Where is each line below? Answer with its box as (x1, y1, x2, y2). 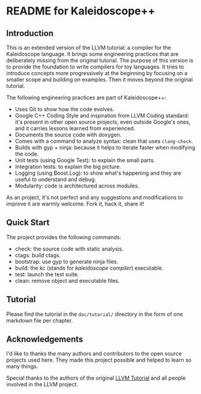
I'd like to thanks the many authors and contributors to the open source (6, 350, 182, 357)
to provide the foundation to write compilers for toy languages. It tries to (6, 63, 184, 70)
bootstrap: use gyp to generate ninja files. (14, 258, 119, 265)
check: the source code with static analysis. (14, 245, 124, 252)
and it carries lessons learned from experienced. (14, 125, 136, 132)
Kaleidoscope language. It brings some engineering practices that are (6, 50, 179, 58)
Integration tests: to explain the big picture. (14, 163, 121, 170)
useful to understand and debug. (14, 176, 97, 183)
